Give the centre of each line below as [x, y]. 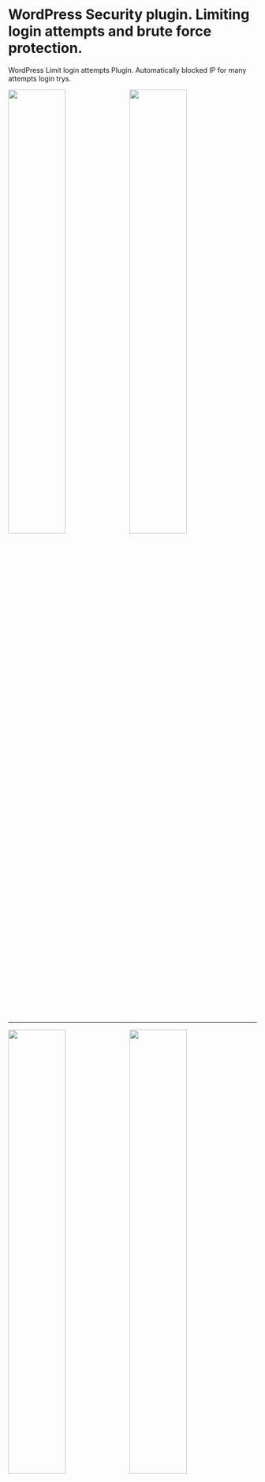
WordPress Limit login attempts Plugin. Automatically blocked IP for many [127, 70]
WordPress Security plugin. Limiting [129, 15]
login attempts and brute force [110, 31]
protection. [45, 48]
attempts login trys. [39, 78]
